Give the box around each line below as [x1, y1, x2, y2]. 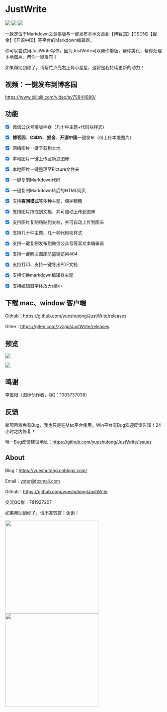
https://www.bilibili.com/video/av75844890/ [5, 94, 96, 100]
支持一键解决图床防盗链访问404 [12, 251, 78, 257]
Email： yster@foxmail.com [5, 478, 61, 484]
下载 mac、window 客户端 [5, 299, 86, 307]
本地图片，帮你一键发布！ [5, 54, 58, 60]
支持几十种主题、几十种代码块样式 [12, 230, 83, 236]
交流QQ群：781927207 [5, 499, 52, 505]
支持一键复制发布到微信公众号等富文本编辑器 [12, 240, 104, 246]
